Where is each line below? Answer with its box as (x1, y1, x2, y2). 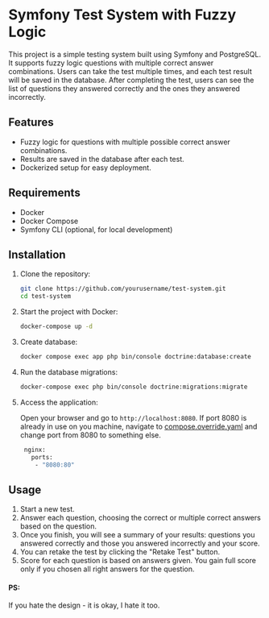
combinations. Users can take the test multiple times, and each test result (8, 66, 252, 76)
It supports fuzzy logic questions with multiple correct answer (8, 58, 214, 68)
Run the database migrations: (19, 367, 118, 376)
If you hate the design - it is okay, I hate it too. (8, 600, 160, 610)
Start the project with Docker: (19, 307, 118, 317)
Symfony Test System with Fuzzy (8, 6, 236, 24)
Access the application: (19, 397, 98, 407)
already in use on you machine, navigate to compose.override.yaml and (19, 421, 258, 431)
